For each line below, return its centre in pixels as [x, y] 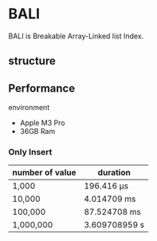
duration [114, 172]
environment [29, 108]
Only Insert [30, 152]
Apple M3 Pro [42, 123]
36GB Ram [37, 132]
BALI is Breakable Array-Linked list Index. [76, 36]
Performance [42, 88]
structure [32, 61]
